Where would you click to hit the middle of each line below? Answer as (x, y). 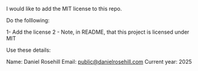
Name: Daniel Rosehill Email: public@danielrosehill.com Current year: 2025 (99, 62)
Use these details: (29, 50)
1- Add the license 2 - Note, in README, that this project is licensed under (98, 32)
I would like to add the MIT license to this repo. (64, 9)
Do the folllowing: (28, 20)
